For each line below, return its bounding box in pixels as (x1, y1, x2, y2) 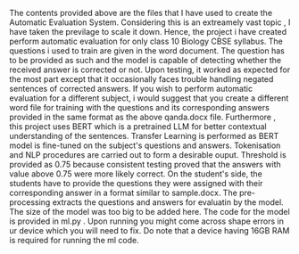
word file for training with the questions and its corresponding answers (9, 102, 270, 112)
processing (9, 197, 51, 208)
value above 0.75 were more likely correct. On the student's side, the (9, 168, 263, 179)
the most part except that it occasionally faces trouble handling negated (9, 74, 274, 84)
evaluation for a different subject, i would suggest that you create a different (9, 93, 289, 103)
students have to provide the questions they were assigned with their (9, 178, 263, 188)
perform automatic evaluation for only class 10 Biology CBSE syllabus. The (9, 36, 283, 46)
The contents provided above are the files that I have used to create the (9, 8, 273, 18)
